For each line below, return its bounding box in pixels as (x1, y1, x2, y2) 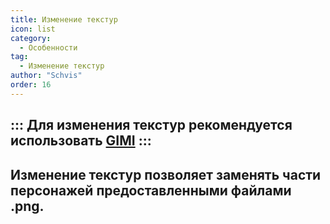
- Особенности (19, 42, 78, 53)
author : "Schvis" (10, 71, 83, 81)
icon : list (10, 24, 56, 34)
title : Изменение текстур (10, 14, 118, 25)
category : (10, 33, 52, 43)
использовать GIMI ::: (10, 132, 152, 150)
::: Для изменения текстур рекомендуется (10, 117, 293, 134)
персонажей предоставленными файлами (10, 182, 292, 199)
